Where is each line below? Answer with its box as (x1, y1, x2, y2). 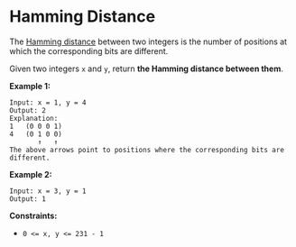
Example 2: (9, 169, 52, 179)
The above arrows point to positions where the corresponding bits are (9, 145, 284, 154)
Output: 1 (9, 194, 47, 204)
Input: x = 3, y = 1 (9, 187, 88, 196)
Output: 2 (9, 105, 47, 114)
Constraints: (9, 210, 58, 221)
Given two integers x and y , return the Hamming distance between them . (9, 63, 284, 74)
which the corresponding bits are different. (9, 45, 169, 56)
